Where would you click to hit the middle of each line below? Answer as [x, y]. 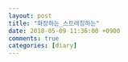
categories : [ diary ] [43, 46]
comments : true [34, 38]
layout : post [30, 16]
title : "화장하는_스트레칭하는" [54, 23]
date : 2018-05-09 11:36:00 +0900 [64, 31]
